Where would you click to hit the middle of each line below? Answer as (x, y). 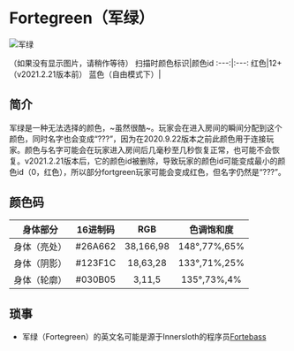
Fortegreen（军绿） (82, 18)
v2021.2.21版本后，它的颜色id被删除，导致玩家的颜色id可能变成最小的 (151, 161)
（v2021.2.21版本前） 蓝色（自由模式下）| (85, 74)
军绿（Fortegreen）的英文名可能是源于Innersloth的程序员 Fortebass (144, 337)
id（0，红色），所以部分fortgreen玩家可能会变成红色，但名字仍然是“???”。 (151, 172)
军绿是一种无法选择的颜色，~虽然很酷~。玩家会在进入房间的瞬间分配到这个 (146, 127)
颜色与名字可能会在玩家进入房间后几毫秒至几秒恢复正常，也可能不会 (148, 149)
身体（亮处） (41, 247)
